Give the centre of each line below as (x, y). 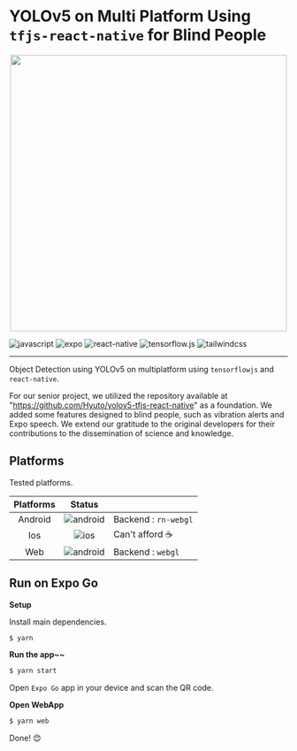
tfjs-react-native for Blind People (138, 35)
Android (34, 519)
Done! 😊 (25, 738)
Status (84, 504)
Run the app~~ (37, 655)
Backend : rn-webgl (153, 519)
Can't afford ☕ (143, 534)
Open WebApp (37, 705)
